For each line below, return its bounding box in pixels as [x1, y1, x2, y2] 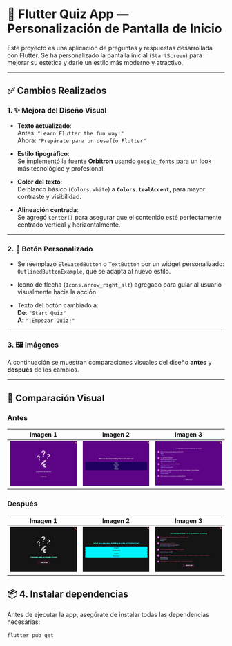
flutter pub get [7, 631, 54, 638]
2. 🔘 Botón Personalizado [7, 244, 93, 254]
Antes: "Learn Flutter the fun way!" [17, 129, 124, 137]
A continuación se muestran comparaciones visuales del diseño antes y [7, 359, 212, 367]
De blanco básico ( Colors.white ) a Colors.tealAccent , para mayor [17, 184, 206, 193]
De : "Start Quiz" [17, 308, 67, 316]
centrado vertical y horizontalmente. [17, 220, 121, 229]
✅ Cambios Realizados [7, 85, 107, 97]
